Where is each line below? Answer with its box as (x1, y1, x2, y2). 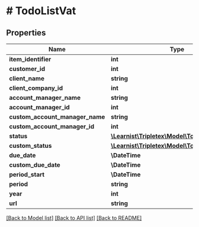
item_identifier (9, 55, 52, 63)
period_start (9, 170, 45, 179)
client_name (9, 74, 44, 82)
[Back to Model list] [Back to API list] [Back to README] (6, 215, 142, 221)
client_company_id (9, 84, 63, 92)
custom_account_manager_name (9, 113, 105, 121)
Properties (6, 28, 46, 38)
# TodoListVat (6, 4, 76, 18)
